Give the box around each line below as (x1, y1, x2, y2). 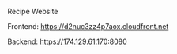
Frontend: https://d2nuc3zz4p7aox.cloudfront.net (7, 22, 169, 31)
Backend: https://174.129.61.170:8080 (7, 37, 127, 46)
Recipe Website (7, 7, 58, 16)
